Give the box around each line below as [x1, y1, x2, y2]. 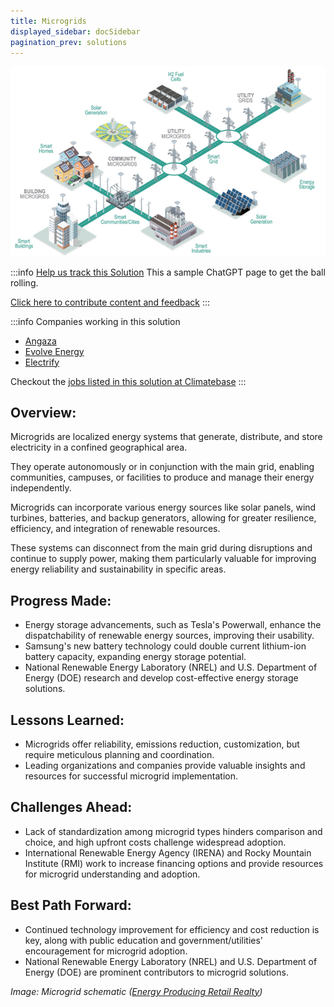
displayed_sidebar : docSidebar [10, 26, 141, 37]
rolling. [10, 276, 39, 289]
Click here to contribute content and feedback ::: [10, 296, 211, 308]
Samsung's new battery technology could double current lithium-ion [24, 640, 307, 652]
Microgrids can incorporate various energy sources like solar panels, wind [10, 501, 317, 514]
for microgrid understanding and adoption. [24, 868, 201, 880]
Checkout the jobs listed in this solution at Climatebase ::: [10, 375, 247, 387]
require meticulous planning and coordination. [24, 749, 215, 761]
